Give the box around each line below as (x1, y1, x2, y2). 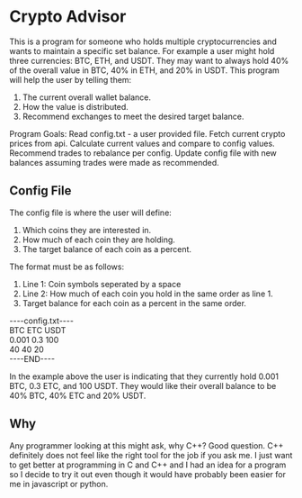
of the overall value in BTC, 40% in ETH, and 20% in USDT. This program (9, 65, 280, 76)
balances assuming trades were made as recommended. (9, 157, 220, 168)
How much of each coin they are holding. (22, 234, 175, 245)
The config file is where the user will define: (9, 207, 173, 218)
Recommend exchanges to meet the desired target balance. (22, 111, 244, 122)
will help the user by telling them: (9, 74, 132, 85)
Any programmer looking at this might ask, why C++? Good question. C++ (9, 439, 284, 451)
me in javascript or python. (9, 478, 109, 489)
